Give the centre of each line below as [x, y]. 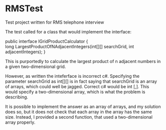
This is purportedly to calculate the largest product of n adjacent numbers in [83, 61]
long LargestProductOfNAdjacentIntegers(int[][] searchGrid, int [70, 46]
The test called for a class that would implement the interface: [68, 32]
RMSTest [24, 9]
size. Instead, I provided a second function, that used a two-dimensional [79, 117]
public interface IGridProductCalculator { [47, 41]
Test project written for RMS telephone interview [55, 22]
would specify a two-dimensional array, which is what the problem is [75, 92]
